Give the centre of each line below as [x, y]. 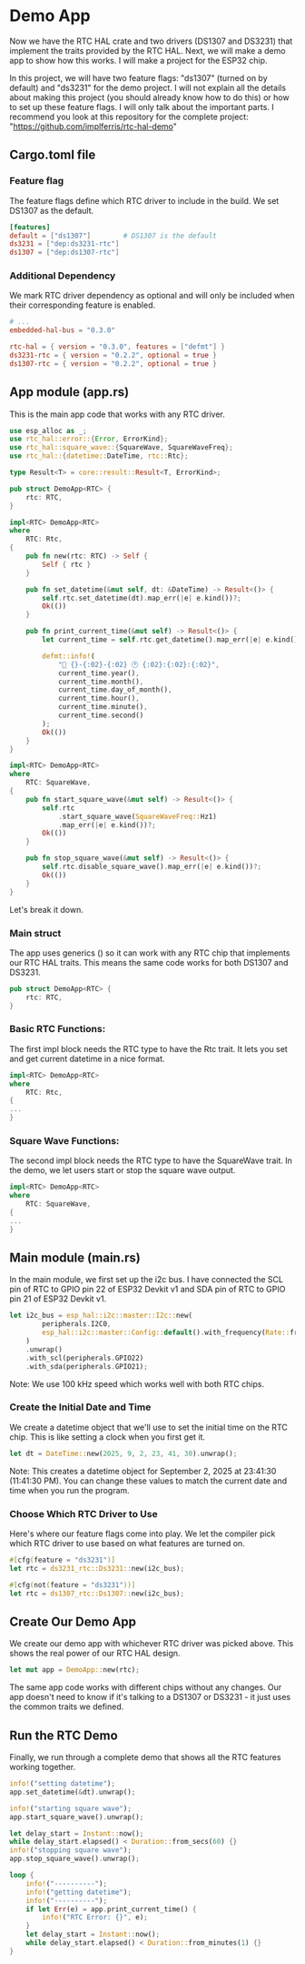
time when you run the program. [69, 1490]
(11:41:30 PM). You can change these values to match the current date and [148, 1481]
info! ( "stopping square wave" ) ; [70, 1850]
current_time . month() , [101, 682]
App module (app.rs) [69, 392]
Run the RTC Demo [64, 1735]
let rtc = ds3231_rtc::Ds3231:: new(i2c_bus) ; [97, 1568]
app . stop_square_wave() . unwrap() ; [75, 1859]
